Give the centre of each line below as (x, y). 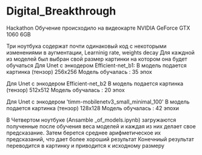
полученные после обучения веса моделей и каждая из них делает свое (101, 126)
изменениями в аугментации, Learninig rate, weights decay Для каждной (101, 52)
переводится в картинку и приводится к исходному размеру (86, 145)
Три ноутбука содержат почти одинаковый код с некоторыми (86, 46)
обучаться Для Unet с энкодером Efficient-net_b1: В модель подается (96, 65)
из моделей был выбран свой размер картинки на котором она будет (97, 59)
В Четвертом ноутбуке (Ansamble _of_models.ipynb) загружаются (91, 120)
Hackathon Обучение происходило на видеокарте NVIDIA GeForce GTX (98, 28)
